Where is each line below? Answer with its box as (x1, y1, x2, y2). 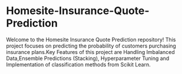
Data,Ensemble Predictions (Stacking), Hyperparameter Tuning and (6, 55, 170, 62)
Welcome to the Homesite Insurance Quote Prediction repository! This (6, 36, 176, 43)
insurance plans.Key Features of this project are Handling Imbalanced (6, 48, 175, 55)
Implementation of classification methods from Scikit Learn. (6, 60, 151, 68)
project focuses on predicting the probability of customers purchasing (6, 42, 177, 49)
